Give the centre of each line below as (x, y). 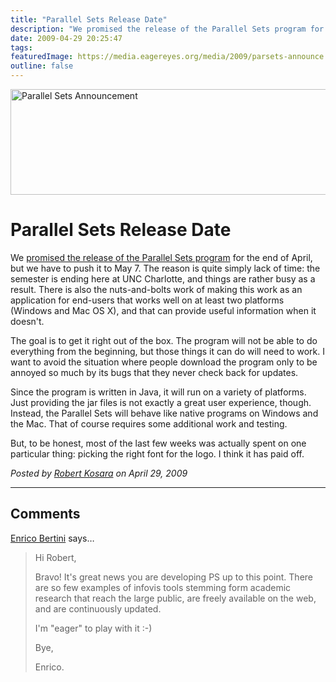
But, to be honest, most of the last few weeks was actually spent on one (158, 443)
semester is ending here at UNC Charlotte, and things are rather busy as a (163, 278)
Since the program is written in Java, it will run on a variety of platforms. (158, 392)
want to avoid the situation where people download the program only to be (164, 362)
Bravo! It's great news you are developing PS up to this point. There (173, 577)
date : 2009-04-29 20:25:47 (66, 38)
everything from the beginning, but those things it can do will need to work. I (168, 351)
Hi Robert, (55, 557)
